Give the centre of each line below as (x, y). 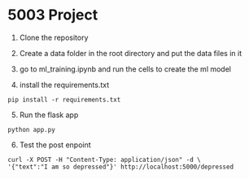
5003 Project (53, 15)
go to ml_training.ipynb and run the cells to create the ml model (125, 69)
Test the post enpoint (55, 145)
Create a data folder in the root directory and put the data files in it (131, 53)
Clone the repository (54, 37)
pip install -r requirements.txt (64, 99)
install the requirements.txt (64, 85)
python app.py (32, 129)
